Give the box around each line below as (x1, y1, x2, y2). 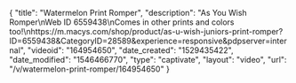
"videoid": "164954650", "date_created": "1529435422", (27, 45, 234, 56)
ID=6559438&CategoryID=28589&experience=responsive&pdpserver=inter (9, 35, 287, 46)
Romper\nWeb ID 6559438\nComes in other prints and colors (9, 17, 235, 27)
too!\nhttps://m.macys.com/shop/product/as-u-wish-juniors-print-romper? (9, 26, 284, 36)
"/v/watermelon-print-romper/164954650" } (9, 64, 171, 74)
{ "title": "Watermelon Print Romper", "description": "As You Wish (9, 8, 247, 18)
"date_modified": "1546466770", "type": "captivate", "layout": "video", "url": (9, 55, 287, 64)
